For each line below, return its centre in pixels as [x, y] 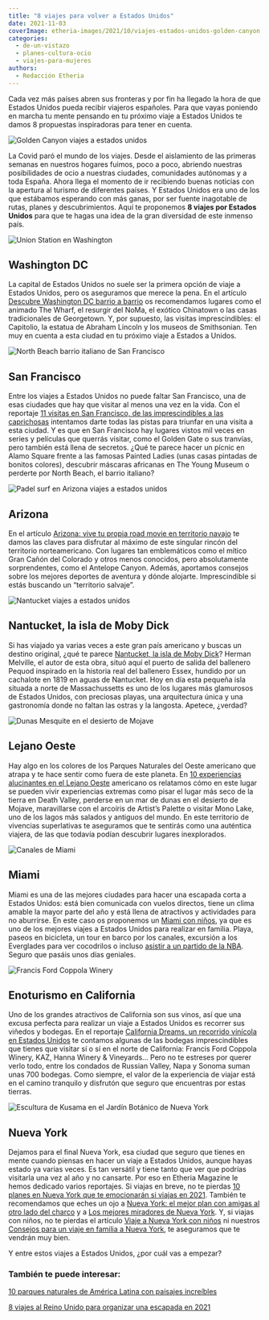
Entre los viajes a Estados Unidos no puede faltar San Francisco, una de [127, 396]
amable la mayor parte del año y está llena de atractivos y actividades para [132, 911]
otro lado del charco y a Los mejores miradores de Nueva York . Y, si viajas [131, 1212]
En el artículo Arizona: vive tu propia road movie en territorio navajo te [124, 533]
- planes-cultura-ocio [53, 53]
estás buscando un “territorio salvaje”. [71, 585]
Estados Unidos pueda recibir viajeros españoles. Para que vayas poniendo [133, 107]
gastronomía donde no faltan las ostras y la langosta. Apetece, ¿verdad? [128, 705]
